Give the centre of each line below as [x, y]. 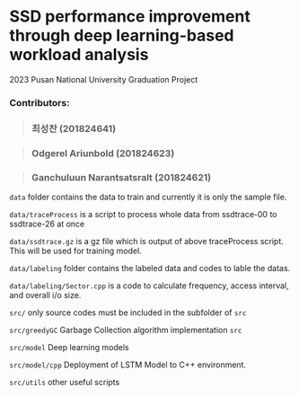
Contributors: [40, 102]
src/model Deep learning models [69, 347]
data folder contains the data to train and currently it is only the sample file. [148, 197]
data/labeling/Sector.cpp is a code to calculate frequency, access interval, [149, 286]
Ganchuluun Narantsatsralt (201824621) [121, 177]
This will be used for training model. [75, 251]
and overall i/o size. [45, 295]
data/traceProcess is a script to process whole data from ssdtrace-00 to [143, 214]
